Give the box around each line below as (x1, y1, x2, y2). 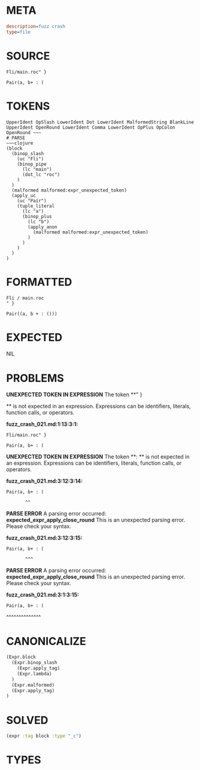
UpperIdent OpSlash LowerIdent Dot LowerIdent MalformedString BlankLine (6, 119, 195, 125)
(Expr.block (6, 654, 36, 660)
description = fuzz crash (6, 23, 66, 29)
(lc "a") (22, 208, 44, 214)
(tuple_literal (17, 203, 55, 209)
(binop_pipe (17, 161, 47, 167)
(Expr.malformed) (11, 682, 55, 688)
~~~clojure (6, 140, 34, 146)
